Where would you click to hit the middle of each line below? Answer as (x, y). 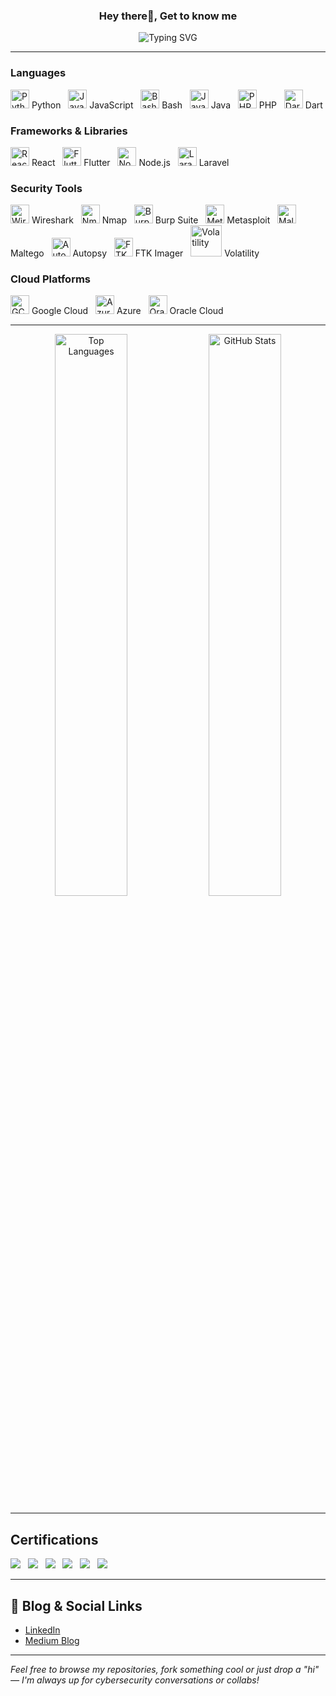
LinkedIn (42, 1630)
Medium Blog (52, 1641)
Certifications (54, 1539)
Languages (38, 73)
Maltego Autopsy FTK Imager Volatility (135, 253)
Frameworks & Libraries (69, 131)
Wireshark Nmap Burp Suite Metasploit (151, 220)
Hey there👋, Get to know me (168, 16)
